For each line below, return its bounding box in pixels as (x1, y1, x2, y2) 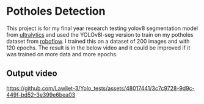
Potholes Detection (6, 4, 106, 18)
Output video (6, 69, 57, 79)
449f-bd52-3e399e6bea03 (6, 91, 76, 98)
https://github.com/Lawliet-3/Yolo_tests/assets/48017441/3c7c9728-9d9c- (6, 84, 195, 92)
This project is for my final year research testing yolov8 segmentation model (6, 24, 199, 32)
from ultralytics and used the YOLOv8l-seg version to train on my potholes (6, 31, 194, 38)
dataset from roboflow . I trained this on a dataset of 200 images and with (6, 37, 190, 45)
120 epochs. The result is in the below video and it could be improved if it (6, 44, 191, 51)
